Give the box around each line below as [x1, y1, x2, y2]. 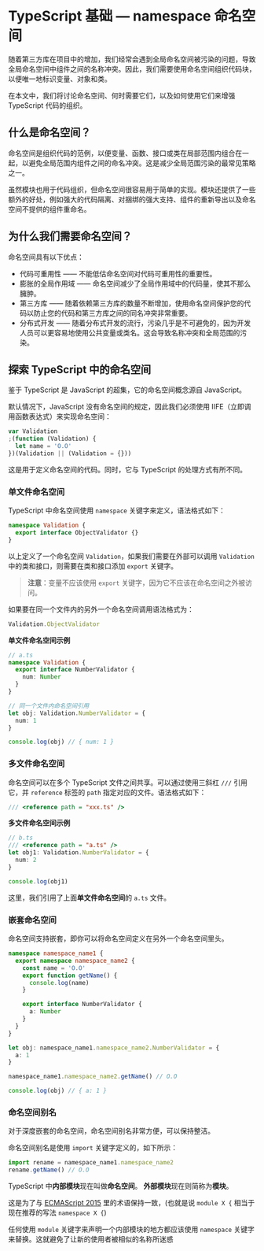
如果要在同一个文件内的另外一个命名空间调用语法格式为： [8, 604, 194, 614]
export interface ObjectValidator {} [15, 529, 139, 537]
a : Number [28, 1008, 61, 1016]
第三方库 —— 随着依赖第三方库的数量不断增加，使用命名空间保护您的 [19, 298, 244, 308]
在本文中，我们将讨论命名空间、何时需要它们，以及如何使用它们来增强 [8, 91, 236, 100]
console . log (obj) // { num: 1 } [8, 738, 114, 746]
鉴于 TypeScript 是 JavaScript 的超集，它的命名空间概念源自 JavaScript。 [8, 385, 246, 394]
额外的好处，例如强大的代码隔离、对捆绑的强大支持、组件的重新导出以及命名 [8, 194, 256, 204]
